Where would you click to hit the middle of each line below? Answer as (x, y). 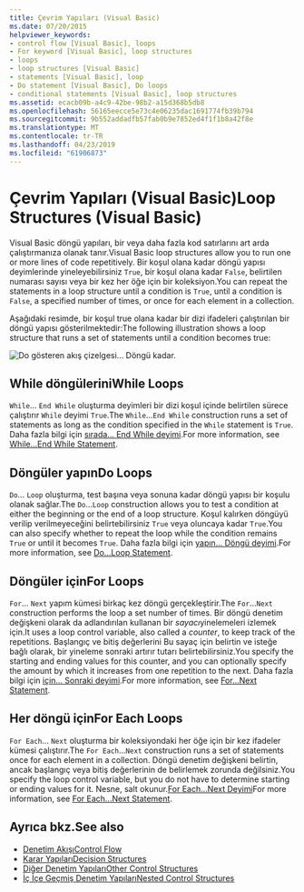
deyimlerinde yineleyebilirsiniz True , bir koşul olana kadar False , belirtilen (146, 271)
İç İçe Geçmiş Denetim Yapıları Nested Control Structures (128, 877)
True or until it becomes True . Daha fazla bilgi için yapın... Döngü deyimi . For (150, 543)
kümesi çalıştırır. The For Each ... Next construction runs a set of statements (147, 750)
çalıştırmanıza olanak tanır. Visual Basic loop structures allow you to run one (150, 252)
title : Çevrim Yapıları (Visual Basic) (85, 18)
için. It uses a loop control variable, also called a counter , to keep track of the (152, 632)
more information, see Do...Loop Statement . (91, 553)
